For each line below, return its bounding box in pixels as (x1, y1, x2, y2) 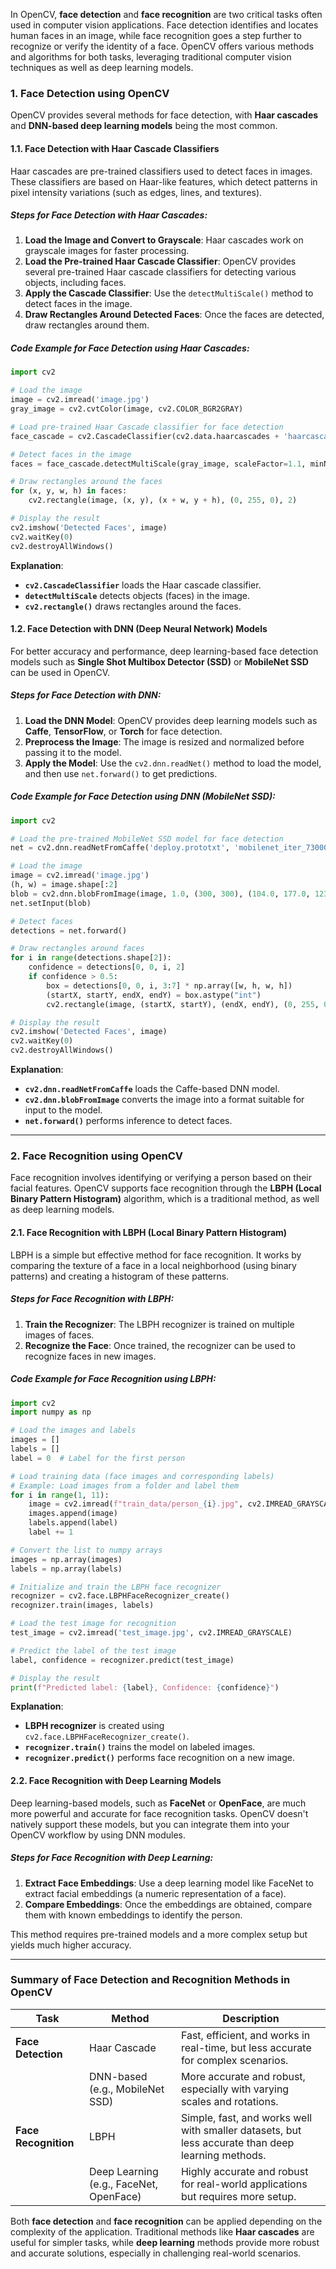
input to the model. (24, 1104, 103, 1116)
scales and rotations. (180, 2094, 279, 2108)
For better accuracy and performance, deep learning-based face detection (10, 645, 319, 657)
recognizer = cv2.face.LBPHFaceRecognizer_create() (10, 1591, 230, 1601)
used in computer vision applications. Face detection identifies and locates (10, 19, 319, 31)
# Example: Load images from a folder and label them (10, 1480, 240, 1491)
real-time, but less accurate (180, 2040, 312, 2054)
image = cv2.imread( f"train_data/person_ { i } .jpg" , (28, 1499, 244, 1509)
